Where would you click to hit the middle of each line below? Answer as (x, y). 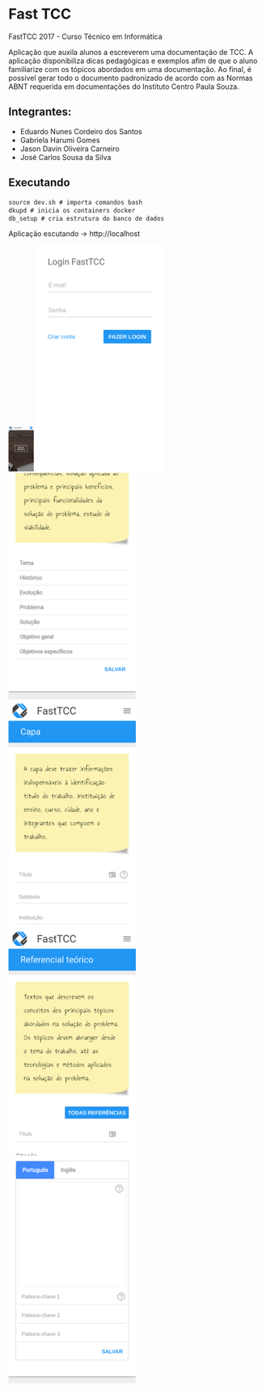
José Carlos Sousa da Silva (65, 157)
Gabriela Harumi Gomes (60, 140)
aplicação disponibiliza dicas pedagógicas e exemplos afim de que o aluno (133, 61)
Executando (39, 183)
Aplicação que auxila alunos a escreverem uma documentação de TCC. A (131, 52)
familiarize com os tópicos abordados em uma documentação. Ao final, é (130, 69)
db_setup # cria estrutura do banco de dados (86, 218)
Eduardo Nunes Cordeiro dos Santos (81, 131)
